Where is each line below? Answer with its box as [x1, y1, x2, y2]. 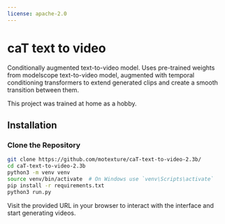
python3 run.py [7, 188, 52, 195]
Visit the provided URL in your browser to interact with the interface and [7, 201, 215, 209]
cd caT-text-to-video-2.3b [7, 163, 86, 170]
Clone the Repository [7, 140, 81, 150]
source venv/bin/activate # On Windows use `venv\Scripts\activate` [7, 175, 215, 182]
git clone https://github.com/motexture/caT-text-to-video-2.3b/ [7, 156, 201, 163]
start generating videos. [7, 209, 76, 217]
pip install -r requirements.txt [7, 182, 105, 189]
